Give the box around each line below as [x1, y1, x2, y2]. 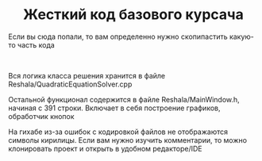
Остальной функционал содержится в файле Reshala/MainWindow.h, [8, 94, 240, 104]
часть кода [17, 40, 56, 49]
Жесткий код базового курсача [23, 6, 244, 24]
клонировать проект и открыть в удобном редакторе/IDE [8, 144, 202, 153]
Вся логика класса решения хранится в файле [8, 71, 166, 80]
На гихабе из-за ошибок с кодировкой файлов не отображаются [8, 127, 229, 136]
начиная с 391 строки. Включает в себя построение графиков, [8, 103, 221, 113]
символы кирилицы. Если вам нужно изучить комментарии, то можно [8, 135, 248, 144]
